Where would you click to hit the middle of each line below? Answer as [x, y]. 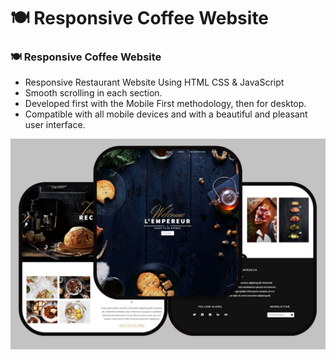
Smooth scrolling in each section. [93, 93]
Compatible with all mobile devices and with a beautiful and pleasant [166, 114]
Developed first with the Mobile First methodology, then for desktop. [165, 104]
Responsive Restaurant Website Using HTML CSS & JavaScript [154, 82]
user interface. [55, 125]
